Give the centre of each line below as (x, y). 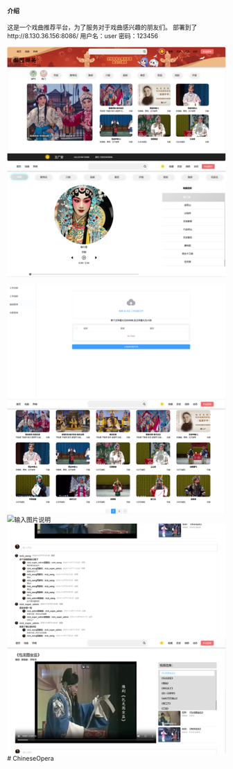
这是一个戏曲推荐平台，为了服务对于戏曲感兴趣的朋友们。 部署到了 (102, 27)
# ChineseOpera (31, 758)
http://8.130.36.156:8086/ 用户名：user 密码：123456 (83, 36)
